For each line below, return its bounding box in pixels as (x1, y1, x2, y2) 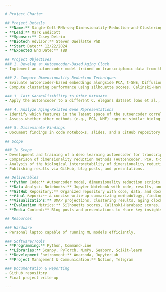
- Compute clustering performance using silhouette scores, (5, 85, 132, 90)
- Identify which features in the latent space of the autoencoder (5, 112, 147, 117)
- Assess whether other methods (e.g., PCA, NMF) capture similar (5, 116, 145, 121)
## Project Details (5, 20, 45, 25)
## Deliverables (5, 175, 39, 180)
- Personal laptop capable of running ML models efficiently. (5, 230, 136, 235)
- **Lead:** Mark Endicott (5, 30, 61, 35)
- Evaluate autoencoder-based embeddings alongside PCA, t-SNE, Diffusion (5, 80, 163, 85)
